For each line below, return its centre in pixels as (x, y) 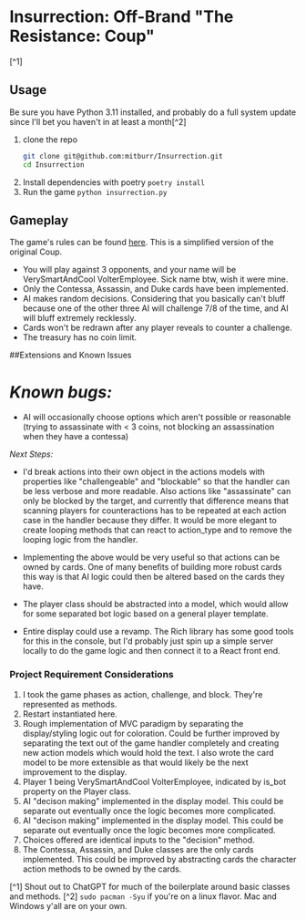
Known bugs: (61, 392)
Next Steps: (31, 454)
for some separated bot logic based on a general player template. (145, 614)
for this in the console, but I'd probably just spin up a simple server (148, 641)
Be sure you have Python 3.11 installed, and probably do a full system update (153, 112)
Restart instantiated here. (70, 714)
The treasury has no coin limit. (80, 337)
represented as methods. (70, 704)
